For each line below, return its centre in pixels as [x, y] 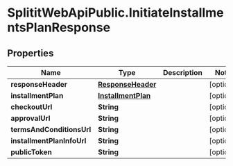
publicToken [31, 152]
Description [182, 73]
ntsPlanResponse [59, 27]
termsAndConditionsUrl [51, 130]
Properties [31, 53]
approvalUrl [31, 118]
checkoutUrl [32, 107]
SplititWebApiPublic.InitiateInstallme [115, 13]
